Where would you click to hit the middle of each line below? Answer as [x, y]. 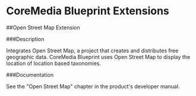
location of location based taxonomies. [53, 63]
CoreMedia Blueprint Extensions [88, 11]
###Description [25, 39]
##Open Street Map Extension [43, 27]
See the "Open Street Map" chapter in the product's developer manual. [93, 86]
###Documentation [30, 75]
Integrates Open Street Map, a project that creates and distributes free [92, 50]
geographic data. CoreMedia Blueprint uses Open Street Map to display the [98, 57]
